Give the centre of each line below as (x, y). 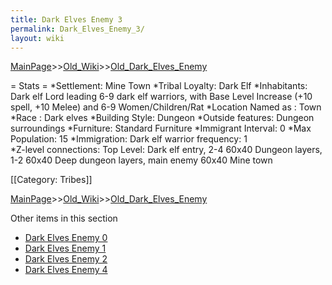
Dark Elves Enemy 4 (66, 270)
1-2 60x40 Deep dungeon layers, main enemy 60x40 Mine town (141, 160)
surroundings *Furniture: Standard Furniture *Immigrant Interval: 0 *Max (161, 128)
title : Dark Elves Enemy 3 (66, 19)
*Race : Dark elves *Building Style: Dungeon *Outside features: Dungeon (162, 118)
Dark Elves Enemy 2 (66, 259)
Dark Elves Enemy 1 (65, 248)
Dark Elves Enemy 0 (66, 238)
